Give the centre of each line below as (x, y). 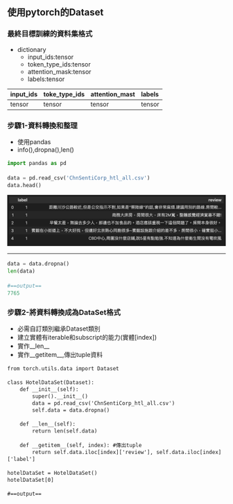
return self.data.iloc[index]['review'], (93, 453)
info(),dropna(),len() (45, 150)
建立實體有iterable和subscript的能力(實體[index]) (87, 338)
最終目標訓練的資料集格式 (50, 34)
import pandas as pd (37, 164)
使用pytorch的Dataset (55, 12)
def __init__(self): (49, 390)
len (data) (21, 271)
